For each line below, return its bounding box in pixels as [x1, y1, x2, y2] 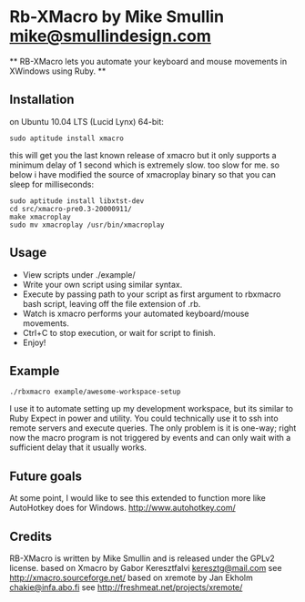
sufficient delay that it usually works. [9, 442, 147, 453]
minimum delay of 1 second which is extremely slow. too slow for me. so [9, 159, 280, 170]
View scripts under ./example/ [22, 269, 137, 280]
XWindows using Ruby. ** [9, 66, 107, 77]
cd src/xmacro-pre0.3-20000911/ [9, 204, 132, 213]
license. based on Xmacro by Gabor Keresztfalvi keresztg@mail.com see [9, 563, 282, 573]
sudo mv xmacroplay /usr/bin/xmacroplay [9, 220, 166, 230]
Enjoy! [22, 337, 46, 348]
